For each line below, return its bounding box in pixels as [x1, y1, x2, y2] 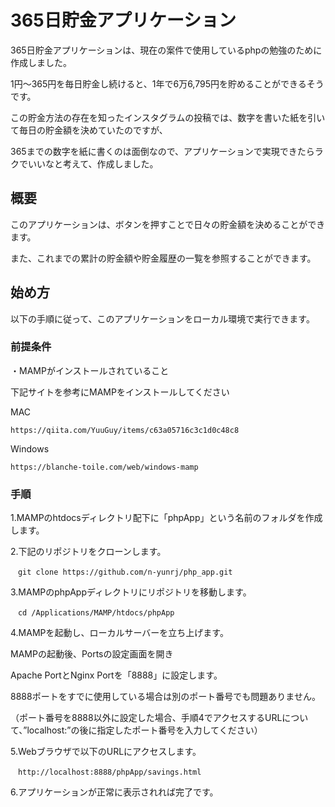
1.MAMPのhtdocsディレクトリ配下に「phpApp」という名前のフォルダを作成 [10, 512, 323, 524]
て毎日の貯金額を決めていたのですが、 [10, 124, 168, 136]
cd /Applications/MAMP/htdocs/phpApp [17, 608, 175, 618]
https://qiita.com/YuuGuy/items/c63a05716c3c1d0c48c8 [10, 425, 240, 435]
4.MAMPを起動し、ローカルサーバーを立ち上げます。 [10, 627, 229, 639]
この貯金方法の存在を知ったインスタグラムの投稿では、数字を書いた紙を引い [10, 111, 326, 123]
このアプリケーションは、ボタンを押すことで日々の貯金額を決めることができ [10, 218, 326, 230]
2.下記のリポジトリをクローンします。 [10, 546, 167, 558]
